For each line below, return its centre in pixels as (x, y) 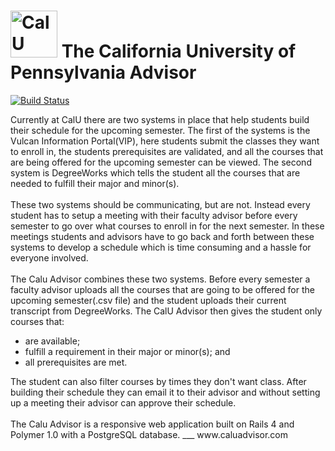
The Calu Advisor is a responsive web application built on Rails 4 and (152, 424)
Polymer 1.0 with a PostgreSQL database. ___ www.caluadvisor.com (149, 434)
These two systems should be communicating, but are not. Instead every (160, 204)
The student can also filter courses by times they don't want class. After (158, 381)
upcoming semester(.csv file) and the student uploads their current (148, 300)
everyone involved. (49, 257)
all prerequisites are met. (76, 362)
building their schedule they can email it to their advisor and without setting (165, 392)
